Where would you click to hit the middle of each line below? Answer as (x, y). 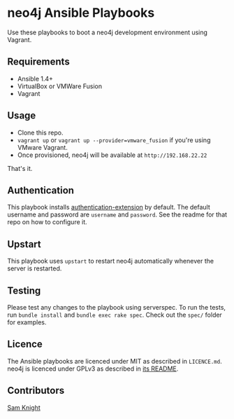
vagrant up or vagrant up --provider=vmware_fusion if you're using (114, 140)
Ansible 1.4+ (35, 78)
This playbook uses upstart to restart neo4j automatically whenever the (111, 261)
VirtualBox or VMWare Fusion (60, 86)
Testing (24, 290)
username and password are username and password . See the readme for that (117, 214)
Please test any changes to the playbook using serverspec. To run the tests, (116, 307)
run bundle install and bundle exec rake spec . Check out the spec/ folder (115, 315)
